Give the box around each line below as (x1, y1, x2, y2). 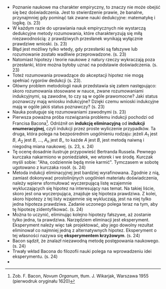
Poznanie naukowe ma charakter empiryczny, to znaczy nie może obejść (12, 4, 161, 10)
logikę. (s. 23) (12, 20, 41, 26)
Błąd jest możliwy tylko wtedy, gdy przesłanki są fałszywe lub (12, 46, 138, 52)
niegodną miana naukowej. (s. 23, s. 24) (12, 144, 94, 149)
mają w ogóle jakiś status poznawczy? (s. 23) (12, 104, 105, 109)
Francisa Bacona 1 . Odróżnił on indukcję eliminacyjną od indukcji (12, 119, 145, 126)
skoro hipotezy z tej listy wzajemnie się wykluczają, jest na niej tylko (12, 196, 152, 202)
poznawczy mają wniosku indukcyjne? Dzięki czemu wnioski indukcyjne (12, 99, 159, 104)
